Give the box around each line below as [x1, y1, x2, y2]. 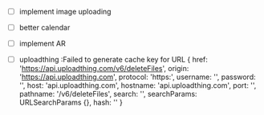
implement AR [18, 39, 66, 49]
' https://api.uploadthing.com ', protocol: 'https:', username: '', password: [18, 72, 256, 82]
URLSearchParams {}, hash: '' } [18, 97, 124, 107]
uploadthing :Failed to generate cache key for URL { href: [18, 55, 208, 65]
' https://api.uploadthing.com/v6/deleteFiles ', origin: [18, 64, 189, 73]
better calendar [18, 23, 71, 33]
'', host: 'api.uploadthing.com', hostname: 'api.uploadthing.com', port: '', [18, 81, 257, 90]
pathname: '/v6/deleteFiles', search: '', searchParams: [18, 89, 197, 99]
